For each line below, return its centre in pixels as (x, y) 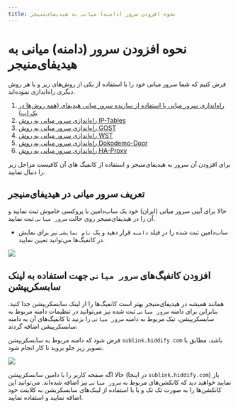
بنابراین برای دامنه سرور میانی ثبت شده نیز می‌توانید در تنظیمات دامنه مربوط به (113, 311)
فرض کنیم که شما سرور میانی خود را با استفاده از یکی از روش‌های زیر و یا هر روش (117, 84)
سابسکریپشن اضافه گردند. (43, 327)
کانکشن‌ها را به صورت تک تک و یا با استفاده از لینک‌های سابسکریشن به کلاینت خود (115, 390)
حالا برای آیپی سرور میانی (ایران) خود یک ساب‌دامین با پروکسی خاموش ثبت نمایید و (118, 211)
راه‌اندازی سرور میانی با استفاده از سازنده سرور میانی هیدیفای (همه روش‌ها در (121, 105)
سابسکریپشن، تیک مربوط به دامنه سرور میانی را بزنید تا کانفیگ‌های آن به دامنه (111, 319)
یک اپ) (28, 113)
